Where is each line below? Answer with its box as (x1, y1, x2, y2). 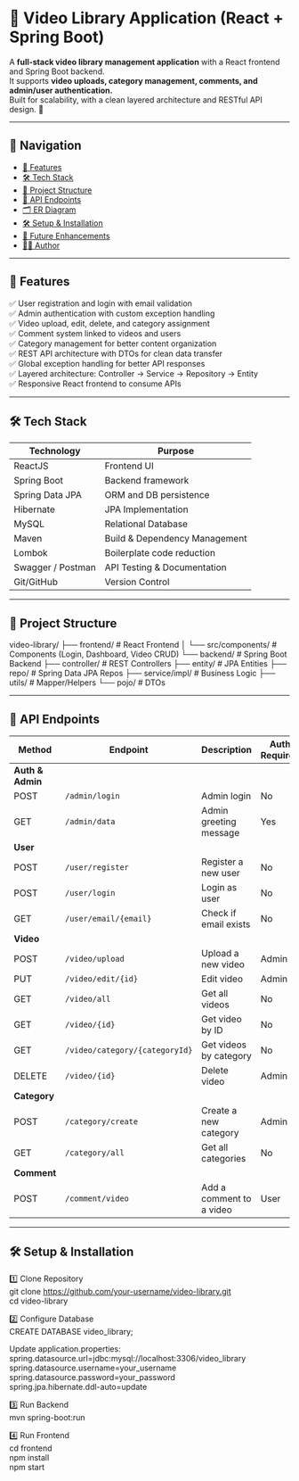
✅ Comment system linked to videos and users (9, 327, 182, 338)
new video (201, 958, 245, 971)
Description (201, 744, 252, 756)
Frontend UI (104, 459, 154, 472)
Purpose (157, 445, 195, 458)
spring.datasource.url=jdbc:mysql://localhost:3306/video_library (9, 1353, 246, 1363)
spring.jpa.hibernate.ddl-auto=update (9, 1381, 148, 1392)
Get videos (201, 1038, 247, 1051)
